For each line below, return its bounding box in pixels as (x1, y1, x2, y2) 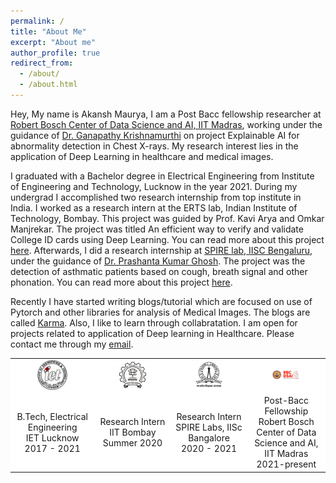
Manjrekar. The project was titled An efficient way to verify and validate (10, 223, 304, 235)
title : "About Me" (10, 26, 87, 37)
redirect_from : (10, 58, 74, 69)
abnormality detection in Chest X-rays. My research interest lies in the (10, 140, 299, 152)
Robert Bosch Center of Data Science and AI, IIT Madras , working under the (10, 118, 323, 130)
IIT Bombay (109, 426, 157, 439)
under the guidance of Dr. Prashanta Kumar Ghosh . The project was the (10, 255, 306, 267)
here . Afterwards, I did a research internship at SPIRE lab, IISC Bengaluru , (10, 244, 313, 256)
